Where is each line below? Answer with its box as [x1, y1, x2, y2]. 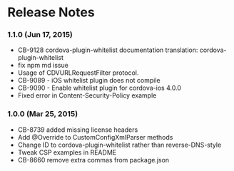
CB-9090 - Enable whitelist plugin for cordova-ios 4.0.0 [17, 83, 182, 93]
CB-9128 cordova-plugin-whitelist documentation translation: [17, 46, 198, 54]
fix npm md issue [17, 61, 69, 70]
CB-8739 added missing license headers [17, 125, 138, 134]
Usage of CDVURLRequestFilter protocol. [17, 68, 139, 77]
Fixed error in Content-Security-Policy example [17, 91, 157, 100]
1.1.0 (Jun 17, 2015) [7, 30, 73, 40]
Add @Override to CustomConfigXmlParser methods [17, 133, 173, 141]
